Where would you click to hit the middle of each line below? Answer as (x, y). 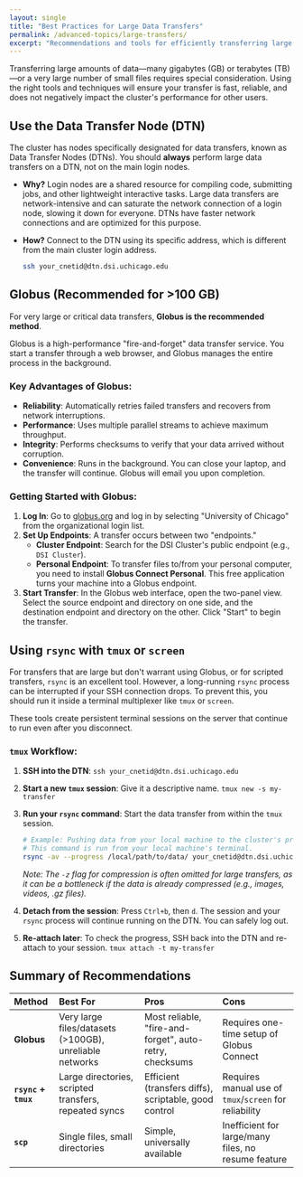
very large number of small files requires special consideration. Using (163, 79)
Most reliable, (173, 1016)
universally (167, 1142)
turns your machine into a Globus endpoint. (116, 583)
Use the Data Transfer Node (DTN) (107, 126)
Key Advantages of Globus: (71, 386)
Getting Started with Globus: (73, 496)
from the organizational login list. (83, 526)
